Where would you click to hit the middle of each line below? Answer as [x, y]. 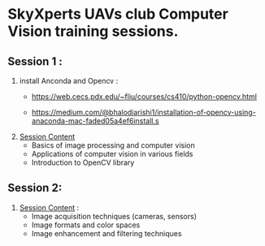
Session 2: [35, 188]
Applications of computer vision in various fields [112, 154]
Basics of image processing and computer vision [113, 145]
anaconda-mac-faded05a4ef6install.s [95, 121]
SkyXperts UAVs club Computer [118, 14]
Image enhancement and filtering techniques [106, 233]
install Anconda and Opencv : [69, 81]
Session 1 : [35, 61]
